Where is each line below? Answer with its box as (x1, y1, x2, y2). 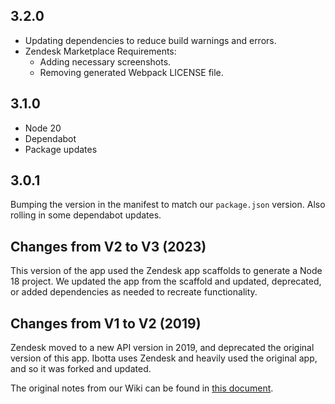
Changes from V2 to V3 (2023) (10, 238, 207, 255)
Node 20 (24, 122, 62, 134)
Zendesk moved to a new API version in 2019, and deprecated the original (10, 342, 315, 354)
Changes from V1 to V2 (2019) (10, 315, 202, 332)
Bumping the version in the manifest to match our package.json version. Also (10, 199, 326, 211)
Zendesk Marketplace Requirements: (24, 45, 177, 57)
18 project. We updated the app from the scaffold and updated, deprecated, (10, 275, 322, 288)
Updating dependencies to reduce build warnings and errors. (24, 34, 277, 46)
